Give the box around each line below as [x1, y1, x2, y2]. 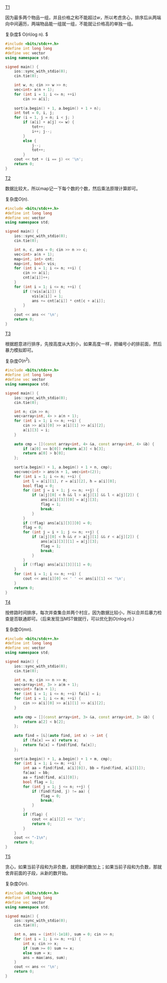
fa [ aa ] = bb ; [23, 770, 50, 775]
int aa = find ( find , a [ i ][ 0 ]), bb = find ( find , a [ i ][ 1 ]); [23, 766, 146, 771]
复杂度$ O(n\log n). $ [5, 31, 48, 37]
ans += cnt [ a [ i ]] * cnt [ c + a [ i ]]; [31, 298, 106, 304]
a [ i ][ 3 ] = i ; [23, 428, 50, 433]
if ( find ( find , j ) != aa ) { [31, 789, 90, 794]
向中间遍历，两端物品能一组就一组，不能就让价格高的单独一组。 [5, 21, 136, 26]
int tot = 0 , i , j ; [14, 110, 55, 115]
